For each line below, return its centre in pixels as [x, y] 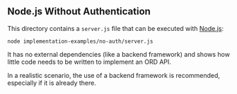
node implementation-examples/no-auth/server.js [80, 41]
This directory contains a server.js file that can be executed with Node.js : [116, 28]
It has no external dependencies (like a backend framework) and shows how [118, 54]
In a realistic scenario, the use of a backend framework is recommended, [114, 75]
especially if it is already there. [52, 83]
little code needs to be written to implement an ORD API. [89, 62]
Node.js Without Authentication [79, 12]
